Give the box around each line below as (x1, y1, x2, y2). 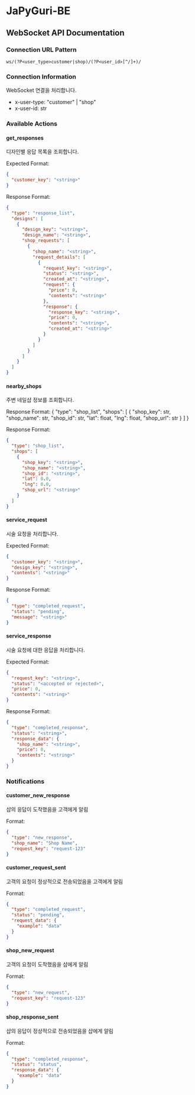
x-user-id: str (14, 105, 47, 112)
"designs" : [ (11, 215, 44, 221)
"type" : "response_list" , (11, 210, 76, 216)
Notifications (6, 777, 45, 785)
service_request (6, 516, 47, 523)
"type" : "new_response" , (11, 835, 73, 840)
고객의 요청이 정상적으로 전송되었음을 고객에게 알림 (6, 878, 123, 885)
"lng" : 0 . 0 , (21, 481, 51, 488)
